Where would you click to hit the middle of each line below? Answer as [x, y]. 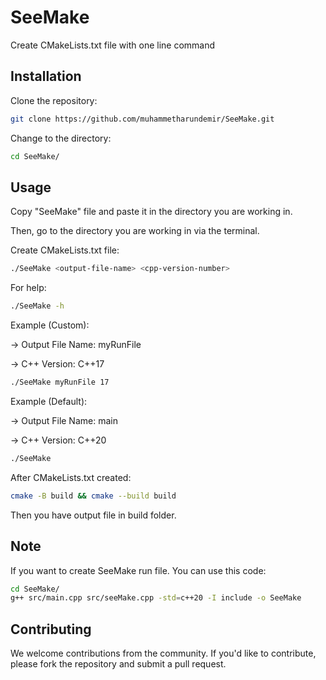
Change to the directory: [61, 138]
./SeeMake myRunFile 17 [60, 382]
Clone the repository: [54, 100]
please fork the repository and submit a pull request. [118, 664]
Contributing [51, 629]
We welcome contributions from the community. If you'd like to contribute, [163, 653]
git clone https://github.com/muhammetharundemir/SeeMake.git [142, 119]
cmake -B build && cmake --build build [93, 496]
